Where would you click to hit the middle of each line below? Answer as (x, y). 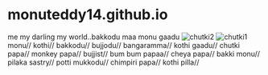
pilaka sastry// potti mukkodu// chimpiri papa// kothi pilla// (103, 62)
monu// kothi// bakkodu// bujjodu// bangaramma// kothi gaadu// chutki (124, 45)
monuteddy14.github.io (88, 15)
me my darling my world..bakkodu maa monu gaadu (94, 37)
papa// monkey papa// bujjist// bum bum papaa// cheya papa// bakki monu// (134, 53)
